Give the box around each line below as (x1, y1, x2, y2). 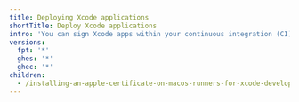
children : (9, 71, 46, 80)
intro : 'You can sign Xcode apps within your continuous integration (9, 29, 273, 38)
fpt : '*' (17, 46, 50, 55)
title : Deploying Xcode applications (9, 12, 149, 22)
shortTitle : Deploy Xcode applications (9, 21, 158, 30)
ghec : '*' (17, 63, 53, 72)
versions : (9, 37, 46, 47)
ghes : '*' (17, 54, 53, 63)
